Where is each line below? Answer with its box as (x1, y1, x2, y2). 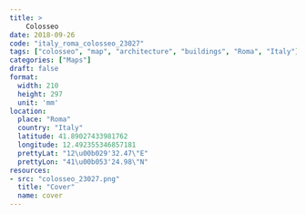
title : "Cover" (17, 183, 76, 192)
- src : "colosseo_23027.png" (9, 174, 120, 183)
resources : (9, 166, 51, 175)
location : (9, 107, 47, 116)
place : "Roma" (17, 115, 71, 124)
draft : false (9, 65, 59, 74)
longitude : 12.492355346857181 (17, 140, 137, 149)
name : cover (17, 191, 64, 200)
